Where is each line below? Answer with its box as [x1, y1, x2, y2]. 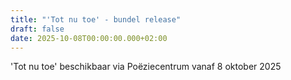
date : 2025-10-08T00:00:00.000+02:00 [10, 33, 168, 43]
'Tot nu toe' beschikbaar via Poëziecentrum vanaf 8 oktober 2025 [10, 61, 282, 73]
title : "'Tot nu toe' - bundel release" [10, 14, 182, 25]
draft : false [10, 24, 65, 34]
